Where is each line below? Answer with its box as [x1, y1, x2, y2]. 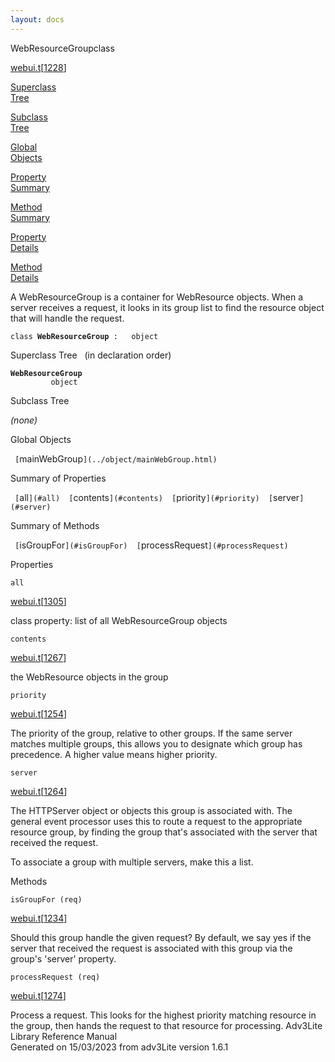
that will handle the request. [10, 312, 125, 324]
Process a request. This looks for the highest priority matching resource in [10, 1009, 317, 1021]
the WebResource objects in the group [10, 671, 169, 683]
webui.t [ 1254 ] [10, 707, 68, 720]
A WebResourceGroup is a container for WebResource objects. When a [10, 291, 304, 303]
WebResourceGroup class [10, 42, 115, 54]
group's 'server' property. [10, 952, 117, 965]
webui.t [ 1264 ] [10, 785, 68, 797]
